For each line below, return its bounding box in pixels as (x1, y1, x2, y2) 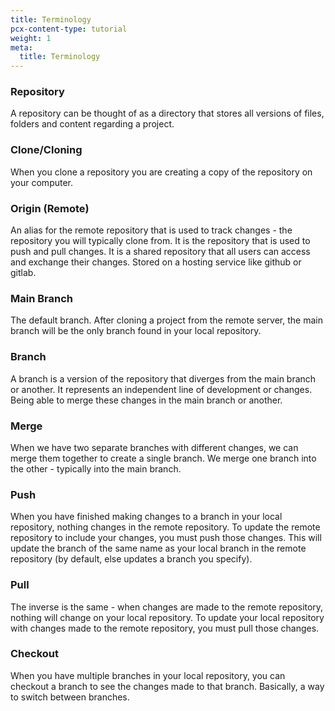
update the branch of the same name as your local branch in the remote (10, 542, 307, 555)
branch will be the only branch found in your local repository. (10, 325, 262, 337)
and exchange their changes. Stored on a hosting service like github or (10, 256, 302, 268)
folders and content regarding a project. (10, 118, 175, 130)
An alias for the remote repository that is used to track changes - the (10, 224, 293, 236)
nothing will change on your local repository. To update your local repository (10, 611, 325, 623)
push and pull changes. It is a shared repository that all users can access (10, 246, 311, 258)
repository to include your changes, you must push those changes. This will (10, 532, 322, 544)
